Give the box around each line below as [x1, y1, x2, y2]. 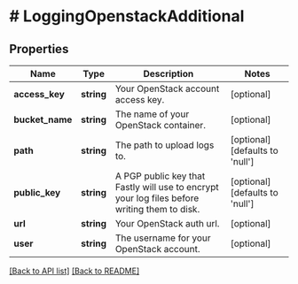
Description [143, 68, 194, 80]
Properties [9, 42, 69, 57]
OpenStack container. [114, 119, 207, 131]
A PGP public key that [114, 170, 206, 182]
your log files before [114, 192, 200, 204]
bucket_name [13, 113, 73, 126]
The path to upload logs [114, 139, 215, 151]
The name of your [114, 108, 190, 120]
